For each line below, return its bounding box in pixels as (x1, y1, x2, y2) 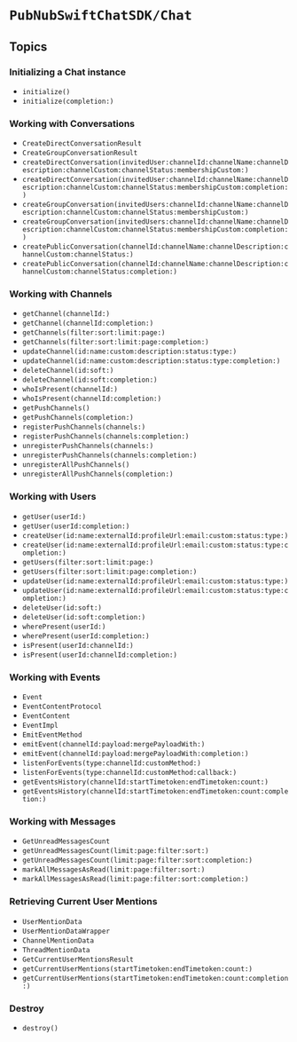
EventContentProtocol (21, 702, 102, 712)
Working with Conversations (9, 117, 136, 130)
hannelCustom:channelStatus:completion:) (21, 267, 177, 277)
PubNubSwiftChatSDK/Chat (9, 7, 192, 24)
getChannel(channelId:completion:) (21, 319, 154, 328)
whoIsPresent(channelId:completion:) (21, 394, 162, 404)
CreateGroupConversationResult (21, 149, 138, 158)
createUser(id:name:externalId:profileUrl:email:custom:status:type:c (21, 541, 289, 549)
